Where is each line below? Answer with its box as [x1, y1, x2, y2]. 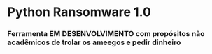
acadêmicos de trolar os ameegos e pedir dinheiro [7, 37, 181, 47]
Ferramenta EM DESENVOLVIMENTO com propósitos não [7, 29, 205, 39]
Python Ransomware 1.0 [7, 4, 152, 20]
